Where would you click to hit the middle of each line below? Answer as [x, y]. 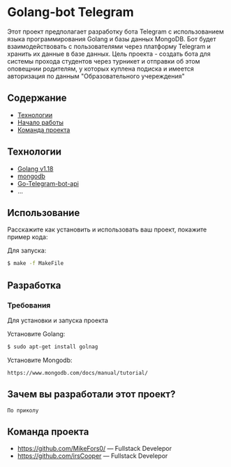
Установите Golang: [36, 333]
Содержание [37, 98]
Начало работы [40, 122]
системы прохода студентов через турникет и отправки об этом [104, 61]
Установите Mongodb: [40, 360]
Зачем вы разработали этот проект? [91, 395]
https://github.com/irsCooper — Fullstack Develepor [92, 456]
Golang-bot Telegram [70, 12]
